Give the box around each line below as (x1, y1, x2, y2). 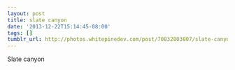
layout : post (7, 10, 45, 17)
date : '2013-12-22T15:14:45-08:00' (7, 23, 111, 30)
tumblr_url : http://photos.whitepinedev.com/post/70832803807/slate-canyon (7, 36, 233, 43)
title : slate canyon (7, 17, 68, 24)
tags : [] (7, 29, 33, 37)
